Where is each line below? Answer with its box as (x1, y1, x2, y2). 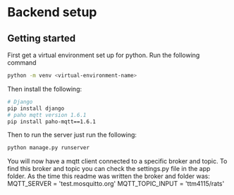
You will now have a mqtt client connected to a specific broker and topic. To (7, 157, 228, 165)
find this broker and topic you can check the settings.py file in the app (7, 165, 211, 173)
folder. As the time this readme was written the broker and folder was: (7, 172, 210, 180)
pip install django (7, 105, 65, 112)
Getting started (7, 32, 76, 44)
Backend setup (7, 4, 97, 20)
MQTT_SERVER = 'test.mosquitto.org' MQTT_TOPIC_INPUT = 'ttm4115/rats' (7, 180, 225, 188)
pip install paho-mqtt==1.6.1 (7, 118, 97, 125)
